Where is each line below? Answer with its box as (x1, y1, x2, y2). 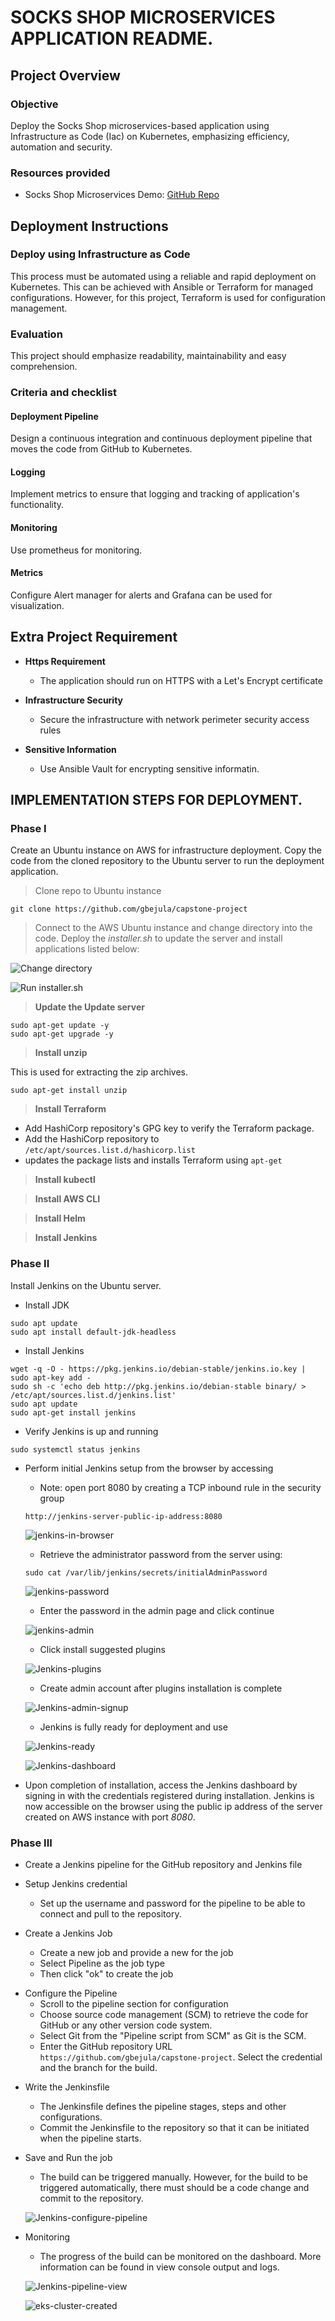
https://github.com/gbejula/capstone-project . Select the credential (39, 2051, 323, 2063)
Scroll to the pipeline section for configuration (39, 1997, 229, 2010)
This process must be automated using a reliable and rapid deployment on (10, 270, 317, 282)
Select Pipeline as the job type (39, 1957, 165, 1969)
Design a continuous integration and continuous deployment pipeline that (10, 432, 313, 445)
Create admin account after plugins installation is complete (39, 1682, 283, 1694)
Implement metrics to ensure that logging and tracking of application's (10, 488, 300, 500)
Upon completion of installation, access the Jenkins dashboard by (24, 1779, 298, 1791)
